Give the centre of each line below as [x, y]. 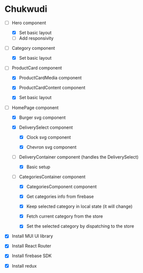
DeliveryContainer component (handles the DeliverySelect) [79, 157]
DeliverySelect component [46, 127]
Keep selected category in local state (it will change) [79, 206]
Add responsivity [36, 39]
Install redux [24, 266]
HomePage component [35, 108]
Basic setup [38, 167]
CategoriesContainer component [52, 177]
